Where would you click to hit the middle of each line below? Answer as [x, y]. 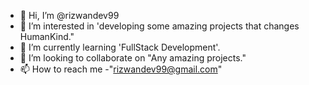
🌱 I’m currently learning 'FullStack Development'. [120, 47]
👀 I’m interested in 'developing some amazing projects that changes [159, 26]
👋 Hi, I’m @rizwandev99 [69, 15]
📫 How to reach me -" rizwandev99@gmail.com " [121, 69]
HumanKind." [47, 36]
